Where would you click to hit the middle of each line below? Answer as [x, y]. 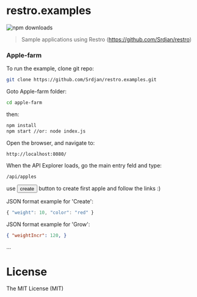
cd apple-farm [24, 103]
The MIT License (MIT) [35, 288]
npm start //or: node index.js [46, 131]
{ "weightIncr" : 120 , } [37, 235]
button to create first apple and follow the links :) [100, 188]
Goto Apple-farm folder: [37, 92]
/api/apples [21, 177]
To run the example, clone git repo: [50, 68]
